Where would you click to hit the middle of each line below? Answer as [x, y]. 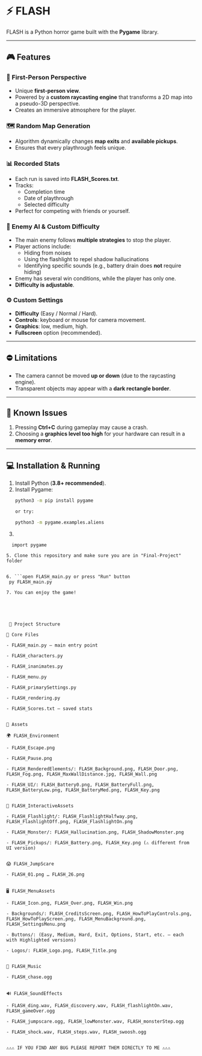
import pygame [29, 545]
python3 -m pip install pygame [54, 501]
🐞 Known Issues [37, 413]
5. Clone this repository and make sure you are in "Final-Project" [94, 555]
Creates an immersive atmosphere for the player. [75, 110]
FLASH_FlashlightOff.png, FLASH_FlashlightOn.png [70, 821]
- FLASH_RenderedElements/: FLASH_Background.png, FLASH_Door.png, [93, 769]
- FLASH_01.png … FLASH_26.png [45, 874]
